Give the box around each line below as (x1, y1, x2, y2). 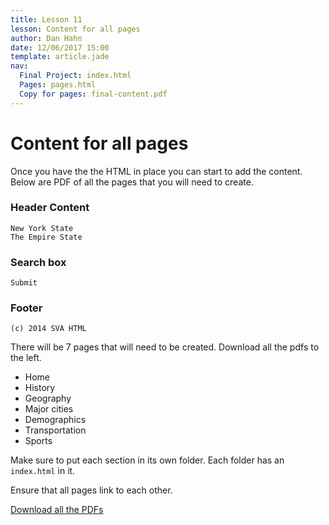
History (24, 382, 56, 394)
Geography (24, 392, 72, 405)
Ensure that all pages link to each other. (10, 484, 173, 496)
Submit (10, 278, 38, 288)
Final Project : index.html (19, 71, 132, 81)
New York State (10, 223, 74, 233)
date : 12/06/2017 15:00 (10, 42, 110, 53)
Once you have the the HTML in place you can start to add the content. (10, 165, 303, 177)
